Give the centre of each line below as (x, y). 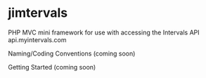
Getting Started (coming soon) (52, 67)
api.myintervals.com (37, 39)
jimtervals (38, 13)
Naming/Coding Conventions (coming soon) (72, 53)
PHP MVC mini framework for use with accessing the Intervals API (104, 32)
